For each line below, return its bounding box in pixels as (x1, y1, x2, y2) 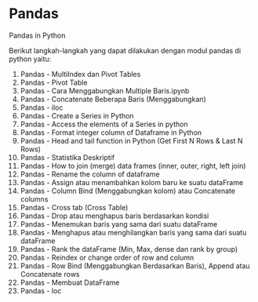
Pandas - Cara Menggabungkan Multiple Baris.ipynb (20, 86, 190, 95)
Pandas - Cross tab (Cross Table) (20, 202, 129, 212)
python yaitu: (9, 54, 52, 64)
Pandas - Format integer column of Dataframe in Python (20, 127, 202, 137)
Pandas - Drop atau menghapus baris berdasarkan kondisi (20, 211, 209, 220)
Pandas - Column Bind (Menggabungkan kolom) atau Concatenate (20, 186, 236, 195)
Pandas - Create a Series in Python (20, 111, 134, 120)
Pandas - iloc (20, 103, 64, 112)
